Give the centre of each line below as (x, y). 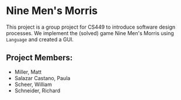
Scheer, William (33, 84)
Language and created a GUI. (40, 39)
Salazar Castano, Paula (42, 78)
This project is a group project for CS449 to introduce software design (91, 27)
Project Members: (39, 58)
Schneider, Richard (37, 90)
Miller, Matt (28, 72)
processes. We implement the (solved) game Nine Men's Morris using (90, 33)
